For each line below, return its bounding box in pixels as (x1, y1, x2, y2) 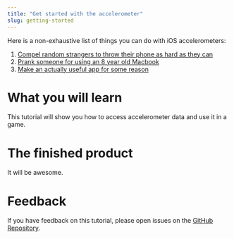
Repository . (7, 223, 41, 233)
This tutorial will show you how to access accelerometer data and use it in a (7, 113, 227, 121)
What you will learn (7, 90, 123, 106)
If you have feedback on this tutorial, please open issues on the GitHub (7, 216, 214, 225)
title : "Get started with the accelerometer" (7, 10, 143, 18)
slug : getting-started (7, 17, 74, 24)
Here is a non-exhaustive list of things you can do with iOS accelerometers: (7, 36, 226, 44)
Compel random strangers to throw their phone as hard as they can (17, 50, 214, 59)
